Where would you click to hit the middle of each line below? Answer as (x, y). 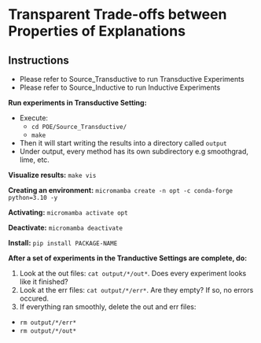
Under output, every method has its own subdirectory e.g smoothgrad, (134, 151)
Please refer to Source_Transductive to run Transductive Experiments (132, 79)
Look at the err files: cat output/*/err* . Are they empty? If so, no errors (136, 290)
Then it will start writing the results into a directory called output (123, 143)
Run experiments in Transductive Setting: (77, 103)
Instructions (39, 60)
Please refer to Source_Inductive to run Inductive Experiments (120, 87)
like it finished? (44, 282)
